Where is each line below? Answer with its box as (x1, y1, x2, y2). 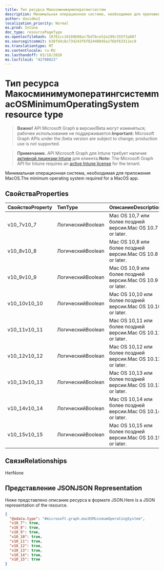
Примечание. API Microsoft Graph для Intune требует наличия (17, 150, 147, 156)
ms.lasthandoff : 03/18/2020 (5, 52, 62, 58)
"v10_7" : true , (9, 521, 41, 526)
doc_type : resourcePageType (5, 30, 62, 35)
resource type (5, 109, 63, 120)
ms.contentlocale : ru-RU (5, 48, 56, 53)
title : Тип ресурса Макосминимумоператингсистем (5, 7, 106, 12)
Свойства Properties (5, 189, 69, 198)
